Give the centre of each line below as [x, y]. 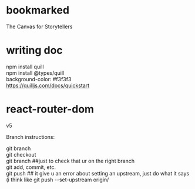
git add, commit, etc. [31, 167]
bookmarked [38, 10]
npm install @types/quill [35, 73]
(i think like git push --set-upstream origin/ [58, 180]
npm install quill [25, 67]
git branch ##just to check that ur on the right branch [70, 161]
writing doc [34, 50]
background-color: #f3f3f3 [39, 79]
